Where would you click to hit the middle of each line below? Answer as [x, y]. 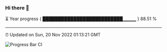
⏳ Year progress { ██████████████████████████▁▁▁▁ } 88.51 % [81, 19]
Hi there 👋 [17, 8]
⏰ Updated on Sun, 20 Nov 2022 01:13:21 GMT [53, 35]
